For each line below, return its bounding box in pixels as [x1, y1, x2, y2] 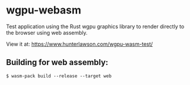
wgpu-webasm [6, 4, 81, 17]
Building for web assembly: [6, 57, 109, 67]
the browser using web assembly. [6, 29, 88, 36]
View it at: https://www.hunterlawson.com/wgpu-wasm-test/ [6, 40, 153, 47]
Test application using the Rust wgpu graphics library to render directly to [6, 23, 185, 30]
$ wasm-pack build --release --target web [6, 73, 112, 79]
